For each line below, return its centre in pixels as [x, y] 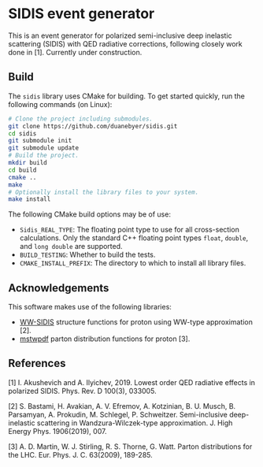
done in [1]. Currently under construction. [75, 52]
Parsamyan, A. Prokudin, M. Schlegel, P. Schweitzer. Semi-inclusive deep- [129, 414]
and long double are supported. [71, 246]
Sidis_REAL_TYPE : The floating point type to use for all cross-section [130, 230]
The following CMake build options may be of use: [90, 214]
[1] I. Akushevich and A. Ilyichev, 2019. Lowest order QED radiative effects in [132, 382]
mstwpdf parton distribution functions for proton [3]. [105, 339]
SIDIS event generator [81, 14]
